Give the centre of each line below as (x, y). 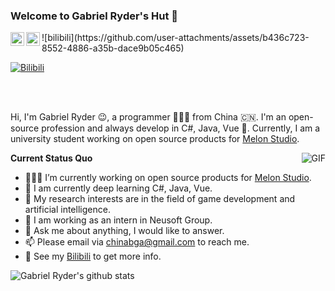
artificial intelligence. (67, 210)
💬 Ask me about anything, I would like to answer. (124, 231)
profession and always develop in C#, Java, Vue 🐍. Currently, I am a (181, 128)
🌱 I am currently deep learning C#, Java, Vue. (118, 188)
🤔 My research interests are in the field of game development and (160, 199)
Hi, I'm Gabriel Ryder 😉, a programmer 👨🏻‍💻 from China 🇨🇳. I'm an (148, 117)
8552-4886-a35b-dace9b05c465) (113, 48)
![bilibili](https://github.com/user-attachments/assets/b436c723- (175, 38)
